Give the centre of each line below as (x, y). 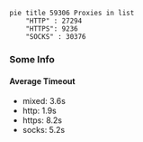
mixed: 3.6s (44, 101)
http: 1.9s (39, 111)
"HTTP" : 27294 (54, 21)
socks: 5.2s (44, 130)
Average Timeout (42, 80)
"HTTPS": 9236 (52, 29)
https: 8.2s (42, 120)
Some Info (32, 59)
